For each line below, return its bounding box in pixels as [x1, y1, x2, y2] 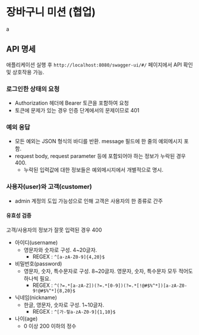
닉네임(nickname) [14, 293, 58, 301]
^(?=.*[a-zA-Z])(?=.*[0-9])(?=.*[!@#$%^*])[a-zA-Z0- [54, 283, 188, 289]
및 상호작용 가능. [6, 68, 45, 75]
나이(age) [14, 315, 38, 322]
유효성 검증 [6, 212, 31, 219]
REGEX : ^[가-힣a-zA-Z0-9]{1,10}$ [32, 308, 116, 315]
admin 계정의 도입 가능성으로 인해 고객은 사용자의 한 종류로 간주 [14, 197, 163, 204]
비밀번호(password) [14, 260, 62, 267]
